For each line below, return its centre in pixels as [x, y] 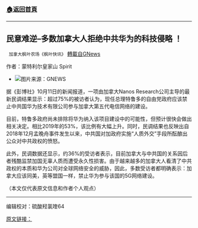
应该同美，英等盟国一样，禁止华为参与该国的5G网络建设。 [87, 176]
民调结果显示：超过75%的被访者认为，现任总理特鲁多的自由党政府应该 [97, 99]
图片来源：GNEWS [43, 79]
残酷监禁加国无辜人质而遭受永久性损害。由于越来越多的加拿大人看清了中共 [101, 161]
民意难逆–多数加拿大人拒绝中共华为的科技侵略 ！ [94, 39]
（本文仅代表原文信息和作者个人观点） [52, 188]
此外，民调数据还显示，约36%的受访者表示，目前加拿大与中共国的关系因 [95, 154]
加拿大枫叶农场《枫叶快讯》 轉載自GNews [55, 54]
